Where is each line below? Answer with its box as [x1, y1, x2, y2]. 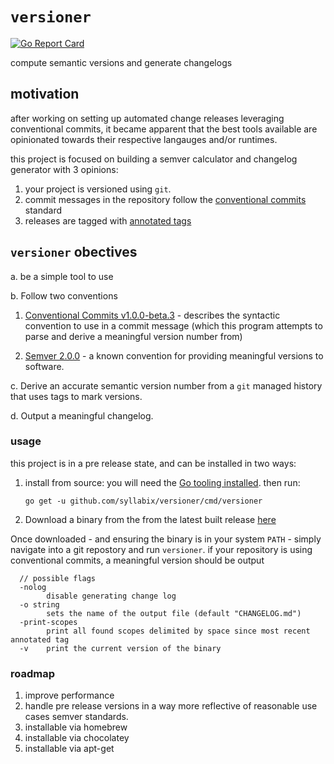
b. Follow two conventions [10, 289, 118, 302]
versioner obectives [10, 244, 138, 261]
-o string [19, 599, 60, 610]
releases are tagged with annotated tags [24, 214, 192, 227]
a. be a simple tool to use [10, 270, 114, 282]
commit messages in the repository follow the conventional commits [24, 193, 307, 205]
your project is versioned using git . [24, 183, 172, 195]
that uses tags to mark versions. [10, 390, 143, 402]
